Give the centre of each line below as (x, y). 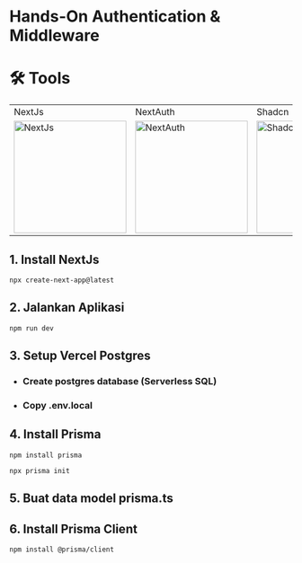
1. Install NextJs (54, 259)
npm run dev (31, 328)
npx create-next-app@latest (62, 280)
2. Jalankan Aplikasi (67, 308)
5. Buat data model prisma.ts (91, 499)
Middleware (55, 35)
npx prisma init (40, 471)
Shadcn (273, 112)
